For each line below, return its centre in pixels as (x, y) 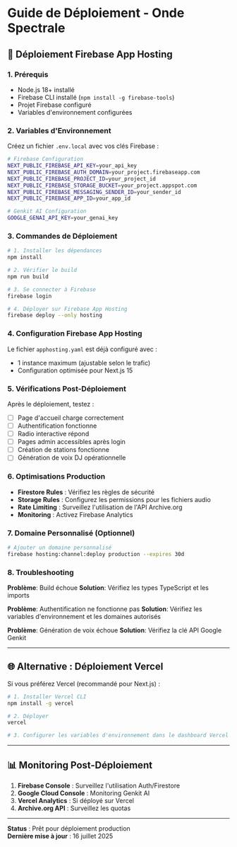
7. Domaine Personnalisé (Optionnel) (71, 533)
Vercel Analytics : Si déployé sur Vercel (75, 800)
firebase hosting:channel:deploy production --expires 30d (96, 554)
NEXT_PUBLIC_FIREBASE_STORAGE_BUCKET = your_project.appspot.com (102, 186)
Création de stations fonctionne (63, 450)
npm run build (28, 277)
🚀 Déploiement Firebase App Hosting (90, 54)
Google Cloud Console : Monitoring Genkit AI (84, 793)
